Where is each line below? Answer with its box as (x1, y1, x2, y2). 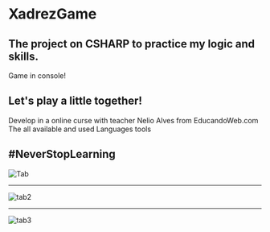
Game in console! (8, 71, 67, 81)
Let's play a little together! (8, 94, 143, 108)
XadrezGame (8, 5, 97, 23)
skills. (8, 49, 39, 63)
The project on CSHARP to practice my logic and (8, 37, 256, 51)
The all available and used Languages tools (8, 124, 151, 134)
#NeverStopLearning (8, 147, 116, 161)
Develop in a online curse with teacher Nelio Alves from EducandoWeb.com (8, 115, 259, 125)
